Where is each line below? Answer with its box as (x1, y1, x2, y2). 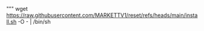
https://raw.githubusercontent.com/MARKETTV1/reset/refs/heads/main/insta (6, 12, 198, 19)
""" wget (6, 5, 29, 12)
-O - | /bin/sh (18, 18, 51, 25)
